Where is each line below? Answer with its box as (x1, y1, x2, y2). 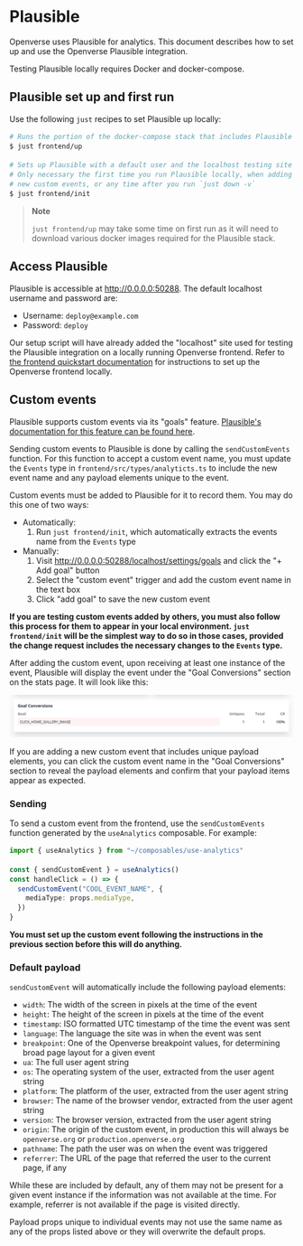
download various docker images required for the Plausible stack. (31, 232, 276, 243)
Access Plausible (9, 259, 108, 275)
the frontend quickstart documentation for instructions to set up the (9, 356, 261, 367)
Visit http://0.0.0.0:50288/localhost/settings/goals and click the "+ (35, 555, 282, 566)
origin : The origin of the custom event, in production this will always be (22, 1124, 289, 1135)
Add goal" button (35, 565, 100, 576)
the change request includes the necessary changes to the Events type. (9, 640, 283, 651)
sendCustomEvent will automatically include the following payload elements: (9, 982, 287, 993)
